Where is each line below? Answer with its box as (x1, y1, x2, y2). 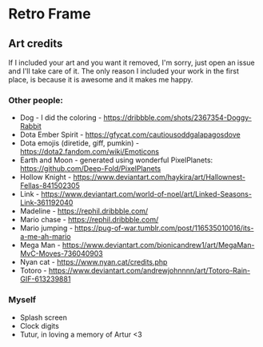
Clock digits (19, 321, 60, 330)
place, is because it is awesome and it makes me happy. (8, 75, 193, 84)
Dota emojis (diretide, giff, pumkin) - (19, 138, 140, 148)
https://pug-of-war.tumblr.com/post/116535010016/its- (74, 223, 254, 233)
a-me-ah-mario (19, 232, 71, 241)
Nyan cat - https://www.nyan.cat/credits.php (19, 257, 168, 267)
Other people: (8, 94, 64, 106)
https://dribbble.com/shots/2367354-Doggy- (103, 113, 252, 122)
